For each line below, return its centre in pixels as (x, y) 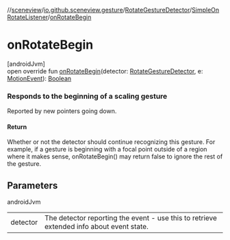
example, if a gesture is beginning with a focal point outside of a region (107, 149)
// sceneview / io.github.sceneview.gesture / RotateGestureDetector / (100, 10)
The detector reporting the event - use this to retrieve (131, 218)
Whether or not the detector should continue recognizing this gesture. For (111, 142)
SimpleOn (205, 10)
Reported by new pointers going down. (62, 111)
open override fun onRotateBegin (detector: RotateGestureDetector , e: (105, 71)
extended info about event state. (96, 227)
